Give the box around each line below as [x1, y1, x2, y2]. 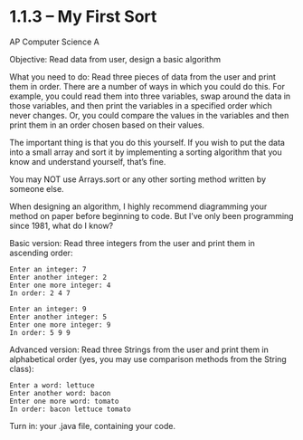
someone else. [9, 183, 65, 194]
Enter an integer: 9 [9, 304, 88, 313]
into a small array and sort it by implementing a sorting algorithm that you [9, 147, 282, 158]
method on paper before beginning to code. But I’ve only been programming [9, 210, 294, 221]
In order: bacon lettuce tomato [9, 405, 131, 414]
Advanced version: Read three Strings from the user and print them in [9, 344, 270, 355]
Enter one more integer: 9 [9, 320, 111, 330]
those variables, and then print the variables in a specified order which [9, 100, 273, 110]
